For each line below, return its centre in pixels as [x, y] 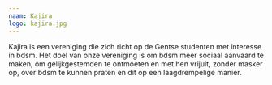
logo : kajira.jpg [38, 23]
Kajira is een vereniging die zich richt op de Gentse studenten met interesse [135, 46]
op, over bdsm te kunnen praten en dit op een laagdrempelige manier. [125, 72]
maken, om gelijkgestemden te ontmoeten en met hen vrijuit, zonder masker [136, 64]
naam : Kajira [30, 16]
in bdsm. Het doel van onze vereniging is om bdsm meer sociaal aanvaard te [136, 55]
